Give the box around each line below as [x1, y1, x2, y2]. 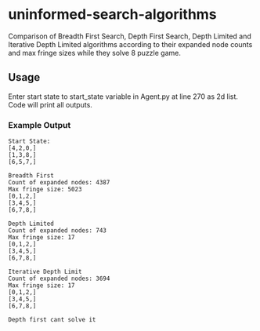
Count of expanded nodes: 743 [8, 227, 107, 235]
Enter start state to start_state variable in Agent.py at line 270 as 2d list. [8, 92, 239, 101]
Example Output [8, 119, 71, 130]
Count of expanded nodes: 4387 [8, 179, 110, 187]
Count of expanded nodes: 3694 [8, 275, 110, 283]
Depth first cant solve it [8, 316, 96, 324]
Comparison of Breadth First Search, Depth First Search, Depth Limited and [8, 31, 252, 41]
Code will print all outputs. [8, 100, 92, 109]
